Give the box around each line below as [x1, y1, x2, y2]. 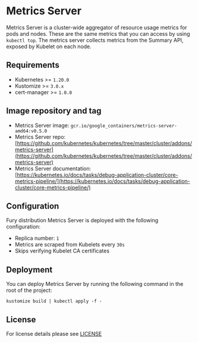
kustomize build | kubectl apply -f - [6, 298, 102, 304]
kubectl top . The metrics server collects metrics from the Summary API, [6, 36, 184, 43]
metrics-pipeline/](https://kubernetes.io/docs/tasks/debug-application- [14, 177, 190, 185]
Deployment [6, 264, 53, 275]
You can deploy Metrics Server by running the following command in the [6, 280, 184, 288]
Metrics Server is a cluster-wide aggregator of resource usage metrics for [6, 24, 187, 31]
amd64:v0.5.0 [14, 128, 48, 134]
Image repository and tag [6, 106, 102, 116]
